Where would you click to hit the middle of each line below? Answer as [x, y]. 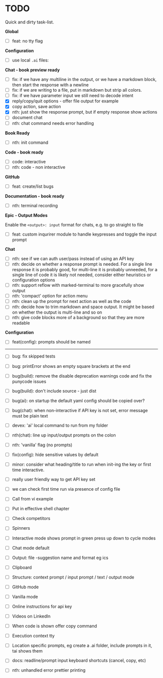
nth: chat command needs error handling [53, 123]
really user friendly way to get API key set [54, 479]
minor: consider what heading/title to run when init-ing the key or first [81, 464]
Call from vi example [33, 499]
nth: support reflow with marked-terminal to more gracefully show [78, 285]
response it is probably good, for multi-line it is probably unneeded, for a [85, 270]
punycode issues [29, 381]
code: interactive [29, 161]
